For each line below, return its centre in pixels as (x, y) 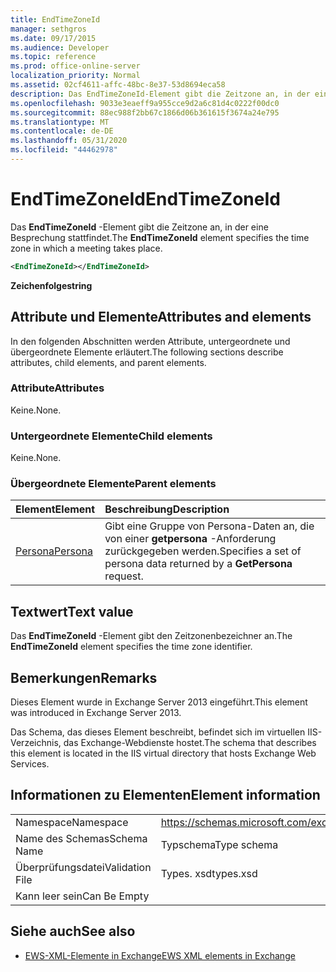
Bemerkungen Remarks (84, 677)
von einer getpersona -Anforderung (190, 539)
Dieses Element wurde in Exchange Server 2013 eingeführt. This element (159, 702)
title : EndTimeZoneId (55, 19)
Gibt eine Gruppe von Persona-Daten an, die (209, 526)
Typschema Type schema (219, 844)
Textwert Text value (72, 611)
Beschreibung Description (167, 509)
